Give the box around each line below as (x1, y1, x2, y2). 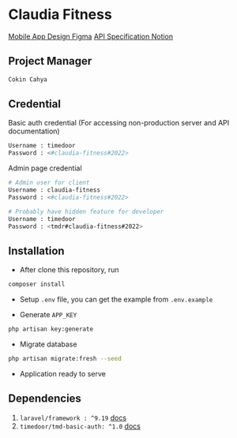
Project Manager (8, 54, 92, 68)
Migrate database (19, 339, 77, 349)
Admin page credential (8, 163, 82, 173)
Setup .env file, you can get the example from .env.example (19, 294, 213, 305)
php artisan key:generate (8, 325, 93, 333)
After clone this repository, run (19, 265, 120, 275)
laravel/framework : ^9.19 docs (19, 413, 127, 422)
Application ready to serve (19, 369, 107, 378)
